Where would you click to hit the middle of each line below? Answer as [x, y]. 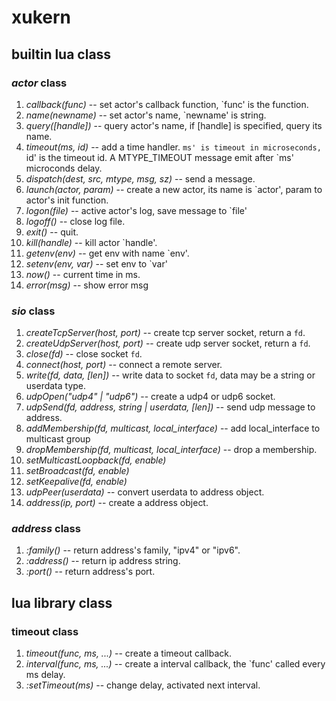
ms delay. [45, 675]
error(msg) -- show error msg [87, 285]
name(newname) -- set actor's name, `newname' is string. [146, 115]
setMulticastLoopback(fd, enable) [96, 460]
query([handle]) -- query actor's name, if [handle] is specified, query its [174, 125]
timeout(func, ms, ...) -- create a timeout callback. [128, 653]
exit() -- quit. [52, 232]
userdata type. [56, 386]
